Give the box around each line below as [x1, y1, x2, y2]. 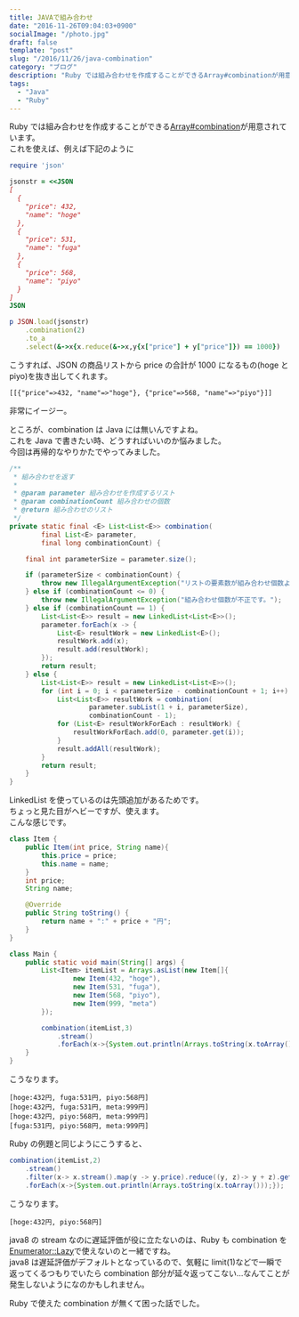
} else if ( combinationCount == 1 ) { [25, 603, 166, 612]
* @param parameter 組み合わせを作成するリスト [12, 489, 175, 498]
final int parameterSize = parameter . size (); [25, 554, 198, 563]
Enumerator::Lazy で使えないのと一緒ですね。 [9, 1245, 176, 1256]
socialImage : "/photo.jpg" [9, 29, 109, 38]
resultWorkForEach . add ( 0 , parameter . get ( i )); [72, 728, 245, 737]
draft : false [9, 37, 58, 47]
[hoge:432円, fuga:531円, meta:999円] [9, 1103, 149, 1111]
